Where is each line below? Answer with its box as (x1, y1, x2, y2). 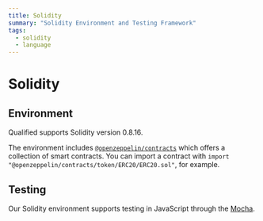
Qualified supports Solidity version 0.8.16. (8, 128, 143, 137)
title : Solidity (8, 11, 62, 20)
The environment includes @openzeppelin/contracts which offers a (8, 143, 226, 153)
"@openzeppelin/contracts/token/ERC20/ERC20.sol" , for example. (8, 160, 220, 170)
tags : (8, 26, 26, 34)
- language (15, 41, 51, 49)
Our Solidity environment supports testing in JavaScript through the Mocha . (8, 204, 255, 213)
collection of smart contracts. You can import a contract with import (8, 151, 230, 161)
